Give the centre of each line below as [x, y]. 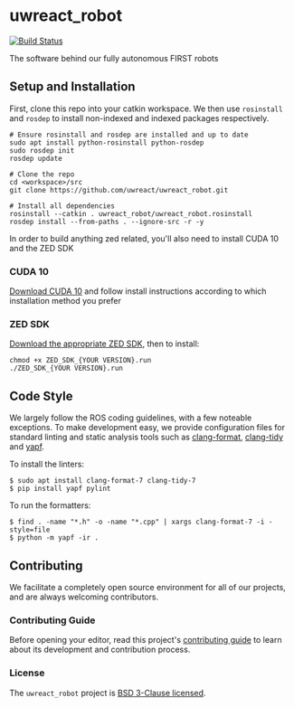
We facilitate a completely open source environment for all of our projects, [148, 587]
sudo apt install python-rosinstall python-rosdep [107, 142]
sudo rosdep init [42, 150]
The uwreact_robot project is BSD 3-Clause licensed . [108, 693]
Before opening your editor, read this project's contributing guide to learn [146, 640]
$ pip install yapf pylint [60, 489]
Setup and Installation [72, 87]
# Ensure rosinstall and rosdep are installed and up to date [129, 135]
